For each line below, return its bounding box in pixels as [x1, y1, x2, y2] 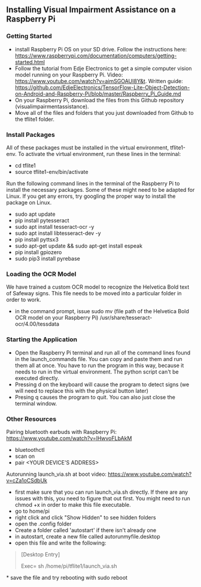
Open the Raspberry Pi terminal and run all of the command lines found [14, 349, 191, 356]
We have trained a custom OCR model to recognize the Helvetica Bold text [6, 283, 190, 291]
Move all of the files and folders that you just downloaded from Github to [14, 109, 194, 116]
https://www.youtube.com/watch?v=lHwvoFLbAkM [6, 435, 132, 442]
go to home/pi [14, 507, 50, 515]
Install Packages [6, 130, 55, 139]
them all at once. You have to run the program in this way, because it [14, 362, 184, 369]
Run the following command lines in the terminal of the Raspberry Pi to [6, 179, 180, 187]
